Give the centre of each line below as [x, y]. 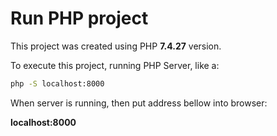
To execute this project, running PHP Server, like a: [115, 65]
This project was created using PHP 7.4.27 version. [116, 46]
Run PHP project [79, 18]
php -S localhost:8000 [57, 83]
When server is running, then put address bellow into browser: [139, 103]
